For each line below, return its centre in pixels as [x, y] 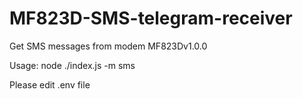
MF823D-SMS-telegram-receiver [151, 18]
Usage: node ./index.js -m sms [72, 65]
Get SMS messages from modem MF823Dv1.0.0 [108, 46]
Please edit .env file [50, 84]
